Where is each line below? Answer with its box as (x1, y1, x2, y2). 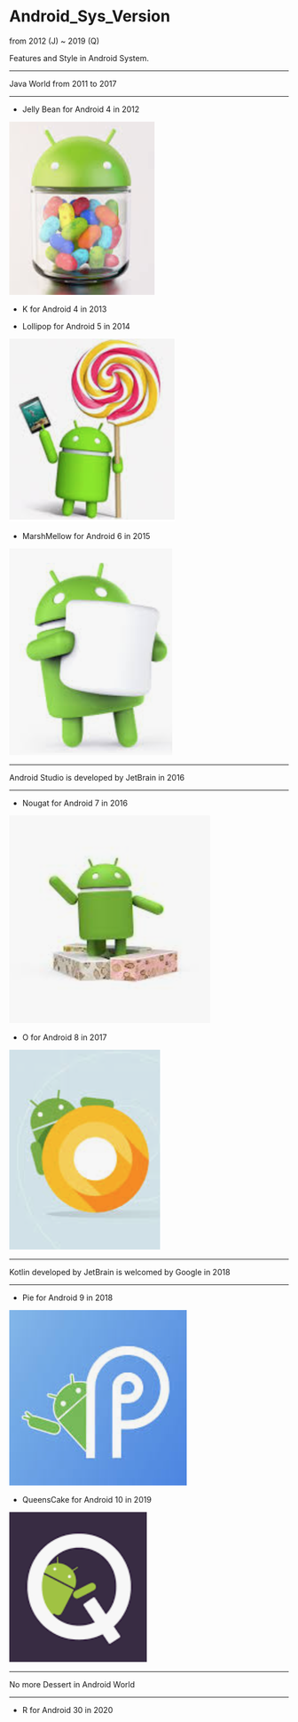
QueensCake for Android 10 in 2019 (21, 1494, 153, 1504)
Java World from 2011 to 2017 (9, 78, 117, 89)
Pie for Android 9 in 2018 (21, 1292, 114, 1303)
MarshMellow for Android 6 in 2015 (21, 530, 151, 541)
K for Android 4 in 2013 (21, 304, 107, 314)
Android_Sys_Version (9, 6, 171, 27)
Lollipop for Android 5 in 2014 (21, 321, 130, 331)
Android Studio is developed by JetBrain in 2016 (9, 772, 185, 782)
